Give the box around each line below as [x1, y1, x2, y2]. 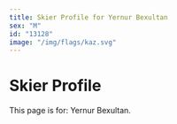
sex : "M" [9, 21, 42, 30]
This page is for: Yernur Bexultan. [9, 105, 131, 116]
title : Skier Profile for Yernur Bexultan [9, 12, 168, 22]
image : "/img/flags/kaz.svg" [9, 37, 117, 47]
